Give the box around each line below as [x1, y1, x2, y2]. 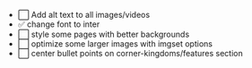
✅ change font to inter [17, 19, 100, 30]
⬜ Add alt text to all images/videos [17, 10, 151, 20]
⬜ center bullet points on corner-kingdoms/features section [17, 48, 244, 58]
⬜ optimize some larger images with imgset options [17, 38, 213, 49]
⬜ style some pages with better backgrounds [17, 29, 190, 39]
